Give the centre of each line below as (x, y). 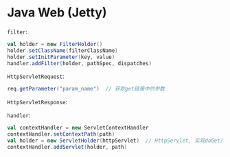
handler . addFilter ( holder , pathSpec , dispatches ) (80, 63)
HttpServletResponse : (37, 102)
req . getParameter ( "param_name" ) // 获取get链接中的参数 (86, 89)
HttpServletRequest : (36, 76)
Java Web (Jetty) (57, 13)
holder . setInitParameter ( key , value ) (61, 57)
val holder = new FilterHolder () (55, 44)
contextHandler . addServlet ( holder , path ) (67, 147)
